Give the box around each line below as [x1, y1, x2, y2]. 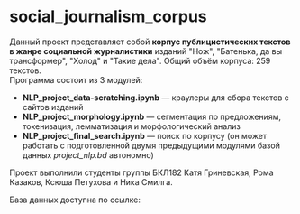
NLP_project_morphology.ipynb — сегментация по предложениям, [22, 111, 282, 122]
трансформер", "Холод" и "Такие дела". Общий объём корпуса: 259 [9, 55, 271, 66]
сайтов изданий [22, 101, 84, 112]
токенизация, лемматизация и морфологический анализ [22, 120, 241, 132]
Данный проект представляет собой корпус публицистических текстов [9, 36, 291, 47]
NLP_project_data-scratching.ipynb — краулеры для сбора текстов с [22, 92, 290, 103]
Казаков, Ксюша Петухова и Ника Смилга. [9, 176, 173, 187]
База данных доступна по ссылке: [9, 194, 141, 205]
